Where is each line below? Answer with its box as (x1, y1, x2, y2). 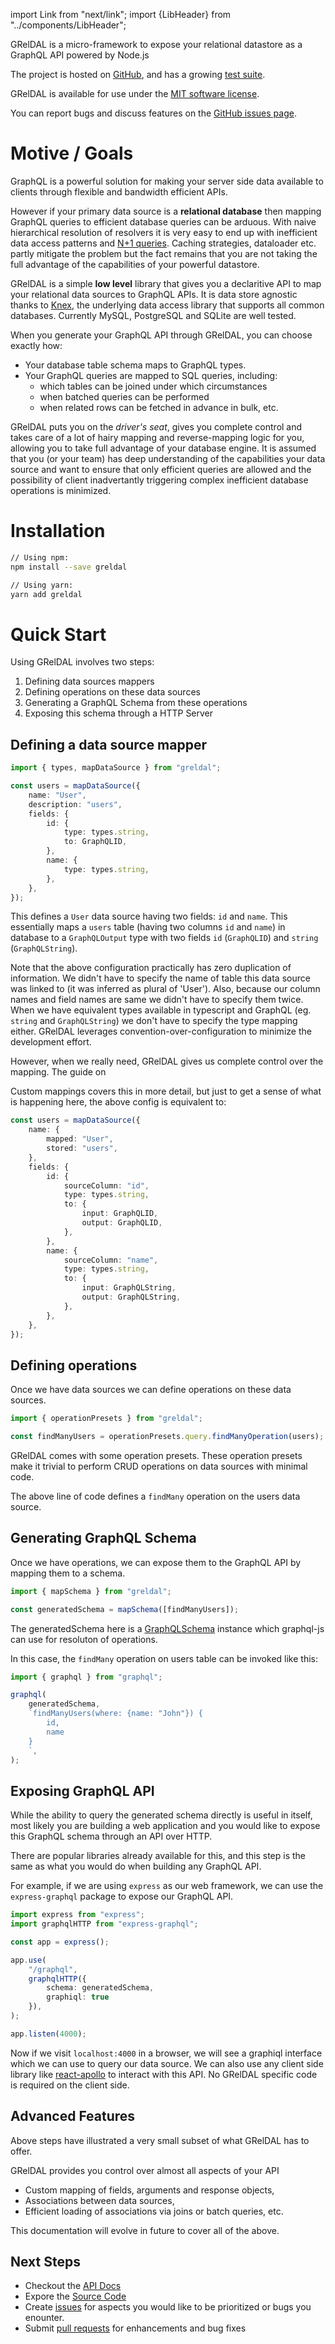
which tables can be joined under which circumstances (39, 380, 268, 392)
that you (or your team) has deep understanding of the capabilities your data (10, 452, 326, 464)
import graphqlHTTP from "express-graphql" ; (10, 1919, 199, 1929)
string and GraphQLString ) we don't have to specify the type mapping (10, 1015, 298, 1027)
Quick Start (10, 623, 107, 646)
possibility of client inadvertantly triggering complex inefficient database (10, 474, 309, 486)
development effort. (10, 1036, 92, 1048)
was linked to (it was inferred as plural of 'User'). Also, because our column (10, 983, 321, 995)
